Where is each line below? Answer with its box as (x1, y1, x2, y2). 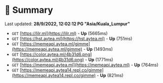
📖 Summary (4, 4, 53, 16)
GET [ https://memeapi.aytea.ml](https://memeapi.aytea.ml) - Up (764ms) (11, 62, 159, 68)
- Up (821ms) (97, 72, 124, 78)
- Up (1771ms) (85, 56, 114, 62)
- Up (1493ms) (83, 46, 113, 52)
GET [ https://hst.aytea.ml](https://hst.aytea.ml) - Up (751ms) (11, 36, 132, 41)
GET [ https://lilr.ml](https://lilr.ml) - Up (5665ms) (11, 30, 108, 36)
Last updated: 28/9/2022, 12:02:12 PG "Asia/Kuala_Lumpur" (4, 21, 130, 27)
